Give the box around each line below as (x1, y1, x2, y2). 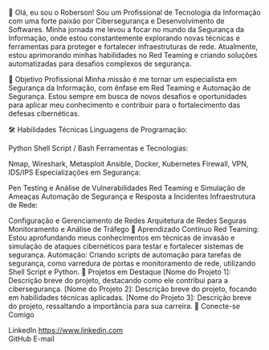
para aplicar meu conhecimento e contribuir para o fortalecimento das (8, 101, 241, 109)
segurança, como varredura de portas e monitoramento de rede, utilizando (8, 258, 256, 268)
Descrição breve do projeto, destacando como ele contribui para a (8, 276, 229, 285)
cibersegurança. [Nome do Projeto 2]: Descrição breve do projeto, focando (8, 284, 257, 294)
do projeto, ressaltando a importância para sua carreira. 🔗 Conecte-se (8, 302, 241, 311)
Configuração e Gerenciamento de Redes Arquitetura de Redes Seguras (8, 216, 247, 225)
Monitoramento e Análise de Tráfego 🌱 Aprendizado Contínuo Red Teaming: (8, 224, 259, 233)
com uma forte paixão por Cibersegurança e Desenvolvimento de (8, 16, 225, 26)
